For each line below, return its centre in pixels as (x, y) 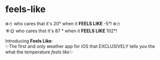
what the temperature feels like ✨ (39, 52)
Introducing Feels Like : (29, 41)
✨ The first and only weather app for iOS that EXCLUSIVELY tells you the (80, 46)
